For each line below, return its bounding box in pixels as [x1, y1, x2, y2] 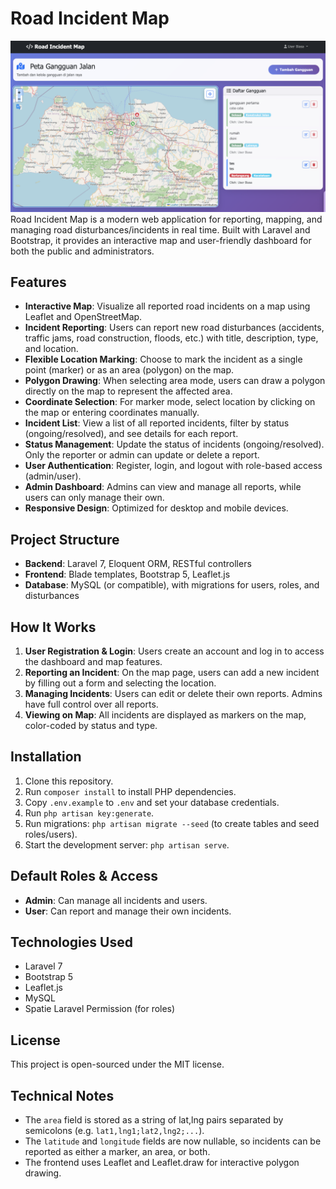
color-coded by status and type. [24, 720, 158, 732]
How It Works [10, 618, 97, 636]
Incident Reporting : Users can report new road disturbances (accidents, [24, 322, 325, 334]
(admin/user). [24, 470, 82, 482]
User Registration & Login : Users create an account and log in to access [24, 645, 325, 657]
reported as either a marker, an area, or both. [24, 1146, 211, 1158]
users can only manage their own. [24, 492, 165, 504]
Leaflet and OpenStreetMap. [24, 311, 143, 323]
